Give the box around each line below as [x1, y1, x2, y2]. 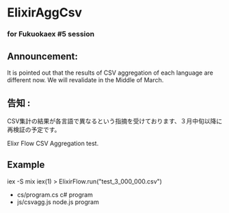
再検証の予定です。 [7, 125, 61, 134]
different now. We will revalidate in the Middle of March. [7, 75, 164, 84]
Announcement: [7, 50, 79, 62]
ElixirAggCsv [7, 5, 83, 21]
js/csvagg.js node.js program [16, 197, 99, 206]
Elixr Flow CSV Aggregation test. [7, 139, 99, 147]
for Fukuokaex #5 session [7, 29, 94, 39]
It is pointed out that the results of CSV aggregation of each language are [7, 68, 214, 77]
